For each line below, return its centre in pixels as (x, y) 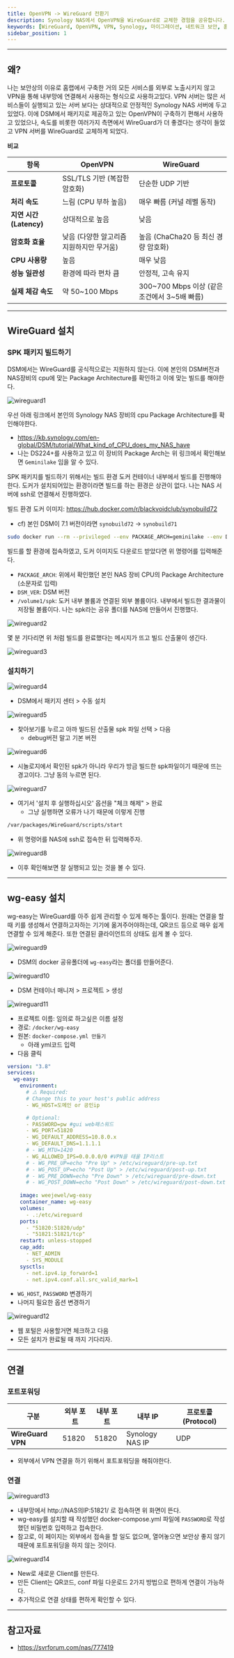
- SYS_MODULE (45, 1260)
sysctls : (32, 1267)
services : (22, 1073)
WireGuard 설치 (41, 331)
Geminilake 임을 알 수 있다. (62, 462)
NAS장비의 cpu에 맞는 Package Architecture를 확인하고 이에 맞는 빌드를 (107, 377)
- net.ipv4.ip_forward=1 (62, 1273)
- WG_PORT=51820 (49, 1131)
